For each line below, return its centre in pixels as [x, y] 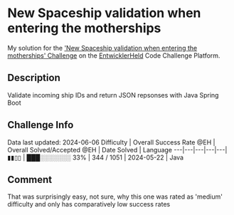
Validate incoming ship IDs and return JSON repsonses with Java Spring [113, 95]
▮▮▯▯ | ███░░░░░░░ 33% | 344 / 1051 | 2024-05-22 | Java [95, 157]
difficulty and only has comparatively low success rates [89, 204]
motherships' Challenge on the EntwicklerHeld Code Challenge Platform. [114, 56]
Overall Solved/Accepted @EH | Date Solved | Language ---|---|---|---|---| [117, 150]
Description [34, 78]
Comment [30, 179]
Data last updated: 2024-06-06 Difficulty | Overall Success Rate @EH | [111, 142]
